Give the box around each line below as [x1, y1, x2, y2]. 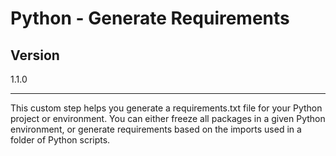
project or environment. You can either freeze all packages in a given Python [10, 113, 326, 124]
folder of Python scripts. [10, 134, 111, 146]
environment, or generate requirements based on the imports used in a [10, 123, 302, 135]
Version [10, 47, 60, 64]
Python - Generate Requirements [10, 7, 290, 30]
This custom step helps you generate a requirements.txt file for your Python [10, 102, 323, 114]
